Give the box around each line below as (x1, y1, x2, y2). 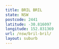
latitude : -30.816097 (5, 21, 52, 27)
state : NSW (5, 12, 29, 17)
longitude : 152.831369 (5, 27, 54, 32)
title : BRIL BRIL (5, 7, 43, 13)
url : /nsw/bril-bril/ (5, 31, 52, 36)
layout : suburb (5, 36, 38, 41)
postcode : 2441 (5, 17, 38, 22)
